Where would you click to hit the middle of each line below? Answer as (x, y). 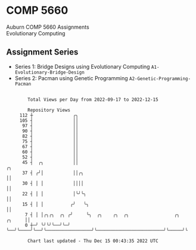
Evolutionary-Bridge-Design (49, 72)
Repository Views (49, 110)
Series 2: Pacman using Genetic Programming (71, 78)
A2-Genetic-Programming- (160, 78)
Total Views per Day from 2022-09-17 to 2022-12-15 (93, 99)
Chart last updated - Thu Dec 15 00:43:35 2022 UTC (93, 241)
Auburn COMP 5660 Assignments (48, 27)
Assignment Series (42, 52)
